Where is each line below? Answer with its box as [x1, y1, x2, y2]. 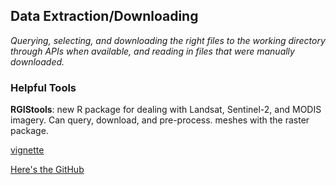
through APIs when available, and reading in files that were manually [10, 45, 295, 57]
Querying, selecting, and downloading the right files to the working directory [10, 34, 326, 46]
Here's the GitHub [10, 164, 85, 176]
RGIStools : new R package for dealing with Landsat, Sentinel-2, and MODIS [10, 104, 322, 116]
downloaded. [10, 55, 65, 68]
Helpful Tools [10, 80, 77, 94]
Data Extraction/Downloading [10, 8, 199, 25]
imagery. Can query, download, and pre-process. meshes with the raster [10, 114, 310, 126]
